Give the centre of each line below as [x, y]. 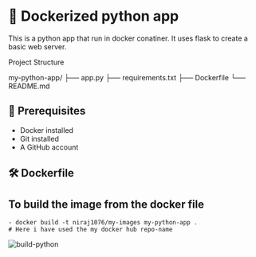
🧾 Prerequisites [47, 111]
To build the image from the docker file [106, 204]
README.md [29, 86]
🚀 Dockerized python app [94, 16]
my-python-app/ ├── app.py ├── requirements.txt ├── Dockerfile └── [127, 77]
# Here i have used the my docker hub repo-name [91, 229]
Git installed [39, 138]
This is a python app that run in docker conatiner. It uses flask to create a [128, 38]
